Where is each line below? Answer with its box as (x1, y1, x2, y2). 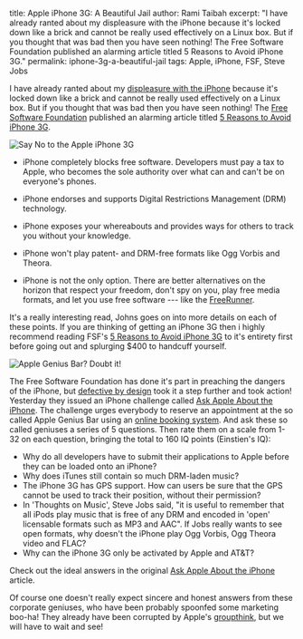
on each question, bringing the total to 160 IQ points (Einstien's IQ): (21, 434, 271, 444)
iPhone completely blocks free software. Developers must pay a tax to (22, 157, 285, 167)
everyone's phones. (22, 176, 97, 187)
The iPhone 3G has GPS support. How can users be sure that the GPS (22, 480, 283, 490)
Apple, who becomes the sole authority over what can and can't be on (22, 167, 285, 177)
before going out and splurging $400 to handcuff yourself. (9, 341, 227, 352)
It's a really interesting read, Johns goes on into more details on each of (9, 312, 278, 323)
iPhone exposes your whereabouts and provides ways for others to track (22, 221, 294, 231)
